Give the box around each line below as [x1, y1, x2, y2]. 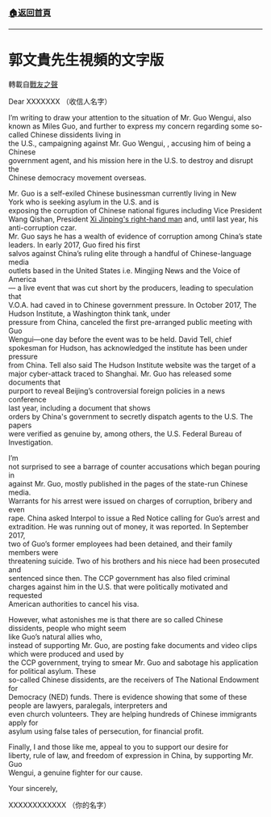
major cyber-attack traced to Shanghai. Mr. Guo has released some [8, 369, 232, 379]
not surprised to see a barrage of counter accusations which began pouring [8, 462, 261, 472]
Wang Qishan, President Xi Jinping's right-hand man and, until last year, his [8, 214, 259, 224]
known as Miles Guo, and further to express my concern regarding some [8, 121, 250, 131]
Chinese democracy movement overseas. [8, 173, 147, 183]
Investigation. [8, 438, 54, 448]
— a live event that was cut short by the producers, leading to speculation [8, 283, 254, 293]
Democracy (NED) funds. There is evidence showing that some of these [8, 693, 248, 702]
